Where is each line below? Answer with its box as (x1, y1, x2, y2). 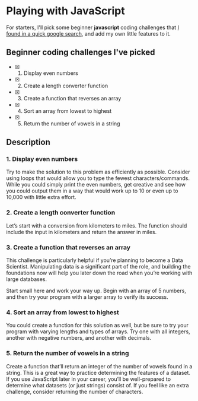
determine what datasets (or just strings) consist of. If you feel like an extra (6, 381, 189, 389)
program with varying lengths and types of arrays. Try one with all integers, (6, 328, 191, 335)
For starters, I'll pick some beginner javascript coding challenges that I (6, 24, 180, 31)
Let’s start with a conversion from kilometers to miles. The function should (6, 222, 187, 229)
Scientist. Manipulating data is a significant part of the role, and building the (6, 263, 191, 270)
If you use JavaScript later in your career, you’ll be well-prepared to (6, 375, 171, 383)
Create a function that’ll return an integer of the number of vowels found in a (6, 362, 193, 370)
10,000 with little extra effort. (6, 194, 76, 201)
